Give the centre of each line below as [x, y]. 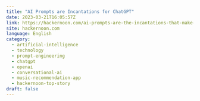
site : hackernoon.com [33, 28]
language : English [29, 34]
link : [13, 23]
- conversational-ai [37, 72]
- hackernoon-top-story [41, 84]
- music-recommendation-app [46, 78]
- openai [22, 67]
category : [18, 39]
